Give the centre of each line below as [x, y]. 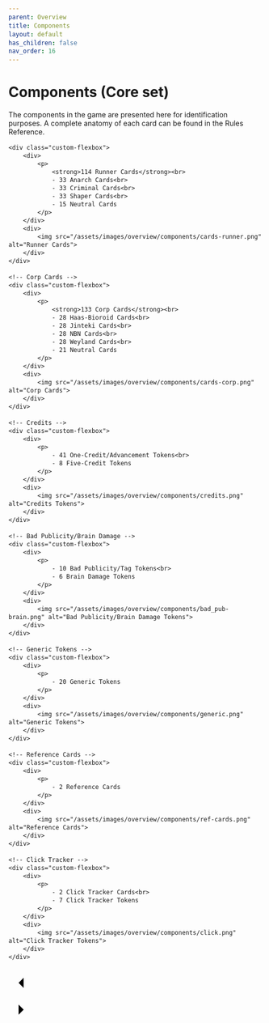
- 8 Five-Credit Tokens [91, 464]
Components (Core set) [89, 92]
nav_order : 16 [32, 51]
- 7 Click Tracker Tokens [95, 901]
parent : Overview [38, 17]
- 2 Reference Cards [86, 787]
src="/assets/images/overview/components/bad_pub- [142, 609]
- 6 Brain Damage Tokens [93, 577]
